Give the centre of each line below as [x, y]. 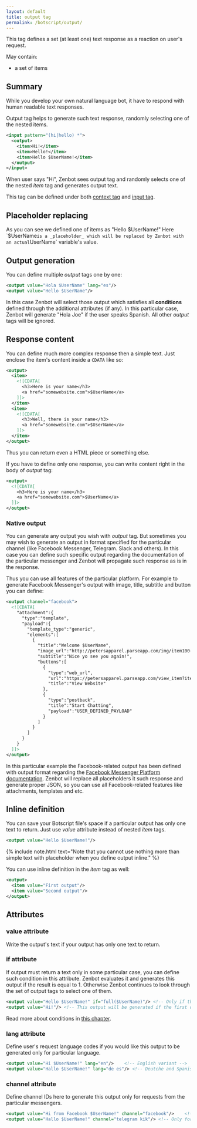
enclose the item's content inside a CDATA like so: [65, 359]
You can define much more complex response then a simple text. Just [90, 353]
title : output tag [28, 17]
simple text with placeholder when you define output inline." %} [83, 858]
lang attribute [26, 1033]
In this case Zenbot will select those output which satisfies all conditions [94, 302]
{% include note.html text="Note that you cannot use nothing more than [93, 851]
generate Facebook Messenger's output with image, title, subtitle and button [98, 585]
